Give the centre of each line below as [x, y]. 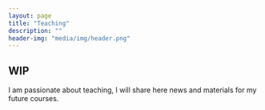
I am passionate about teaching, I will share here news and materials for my [132, 90]
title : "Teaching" [39, 23]
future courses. [34, 99]
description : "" [35, 31]
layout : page [30, 16]
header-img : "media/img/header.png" [69, 38]
